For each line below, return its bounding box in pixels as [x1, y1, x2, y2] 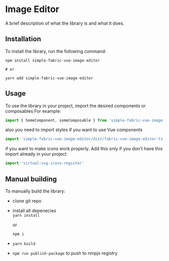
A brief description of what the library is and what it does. [5, 20, 125, 26]
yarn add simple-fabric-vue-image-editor [5, 76, 94, 81]
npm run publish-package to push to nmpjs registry [12, 250, 118, 256]
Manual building [5, 175, 57, 183]
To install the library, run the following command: [5, 48, 107, 54]
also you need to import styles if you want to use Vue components [5, 127, 143, 133]
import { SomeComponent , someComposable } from [5, 117, 107, 123]
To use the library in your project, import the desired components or [5, 102, 146, 109]
